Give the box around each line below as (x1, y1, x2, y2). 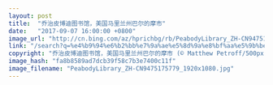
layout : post (8, 11, 53, 20)
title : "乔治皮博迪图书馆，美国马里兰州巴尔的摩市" (8, 19, 167, 28)
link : (8, 42, 27, 50)
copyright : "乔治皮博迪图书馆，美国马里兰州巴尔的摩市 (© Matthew (8, 49, 214, 57)
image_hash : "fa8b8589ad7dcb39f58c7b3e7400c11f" (8, 57, 176, 66)
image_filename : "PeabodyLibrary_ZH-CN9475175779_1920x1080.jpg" (8, 65, 234, 73)
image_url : (8, 34, 45, 43)
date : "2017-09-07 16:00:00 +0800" (8, 27, 136, 35)
